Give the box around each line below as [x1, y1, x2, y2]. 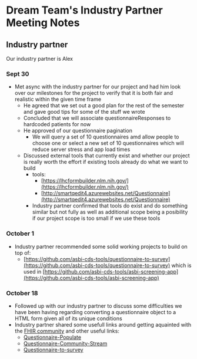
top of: [14, 249, 31, 256]
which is [171, 262, 192, 269]
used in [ [23, 268, 45, 275]
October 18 [6, 289, 38, 297]
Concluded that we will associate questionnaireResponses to [23, 114, 171, 121]
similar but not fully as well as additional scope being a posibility [32, 209, 188, 216]
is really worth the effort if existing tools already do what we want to [23, 159, 188, 166]
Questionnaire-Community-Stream [23, 340, 108, 347]
